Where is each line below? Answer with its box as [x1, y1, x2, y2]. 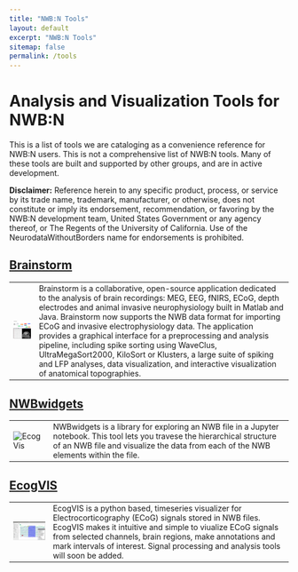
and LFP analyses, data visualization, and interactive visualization [38, 358, 277, 369]
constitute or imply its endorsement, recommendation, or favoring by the [9, 204, 275, 215]
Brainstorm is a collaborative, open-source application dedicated [38, 282, 277, 293]
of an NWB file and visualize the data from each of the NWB [52, 440, 271, 450]
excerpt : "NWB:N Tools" [9, 33, 98, 42]
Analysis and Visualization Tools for [9, 91, 280, 111]
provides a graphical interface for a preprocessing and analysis [38, 330, 269, 341]
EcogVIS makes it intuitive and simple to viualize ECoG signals [52, 521, 279, 532]
